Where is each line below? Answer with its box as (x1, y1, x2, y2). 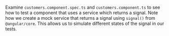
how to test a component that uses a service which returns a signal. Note (5, 10, 158, 16)
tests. (5, 26, 17, 32)
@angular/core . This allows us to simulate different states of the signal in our (5, 20, 164, 26)
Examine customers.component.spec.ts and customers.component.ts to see (5, 5, 160, 10)
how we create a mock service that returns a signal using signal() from (5, 15, 156, 21)
